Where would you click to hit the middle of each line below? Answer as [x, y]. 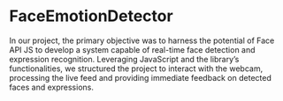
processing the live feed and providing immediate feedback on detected [140, 77]
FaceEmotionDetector [92, 16]
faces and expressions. [52, 87]
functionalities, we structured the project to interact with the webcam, [136, 69]
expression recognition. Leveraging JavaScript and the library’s [124, 59]
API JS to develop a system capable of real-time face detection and [132, 49]
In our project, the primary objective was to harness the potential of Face [142, 40]
